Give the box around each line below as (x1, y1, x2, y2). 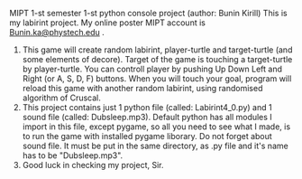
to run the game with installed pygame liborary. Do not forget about (22, 131, 272, 141)
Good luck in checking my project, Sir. (22, 160, 164, 170)
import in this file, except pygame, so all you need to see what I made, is (22, 121, 291, 132)
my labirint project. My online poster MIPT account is (9, 17, 206, 28)
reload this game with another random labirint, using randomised (22, 83, 263, 93)
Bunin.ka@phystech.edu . (9, 27, 105, 37)
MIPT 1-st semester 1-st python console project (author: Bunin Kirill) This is (9, 8, 288, 18)
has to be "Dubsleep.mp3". (22, 150, 124, 161)
